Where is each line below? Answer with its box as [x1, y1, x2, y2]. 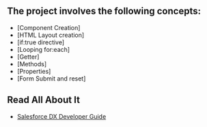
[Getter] [16, 53, 40, 61]
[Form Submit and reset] [16, 74, 86, 83]
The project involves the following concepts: [7, 5, 202, 17]
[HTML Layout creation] [16, 31, 85, 39]
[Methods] [16, 59, 47, 68]
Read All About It [7, 94, 81, 106]
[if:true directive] [16, 38, 65, 46]
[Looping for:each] [16, 45, 70, 53]
